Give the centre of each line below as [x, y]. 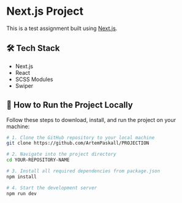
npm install [21, 177]
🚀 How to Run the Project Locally [70, 105]
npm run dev [21, 193]
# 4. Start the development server [52, 188]
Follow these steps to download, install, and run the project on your [91, 120]
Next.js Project [45, 11]
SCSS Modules [34, 79]
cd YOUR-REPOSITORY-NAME [38, 160]
